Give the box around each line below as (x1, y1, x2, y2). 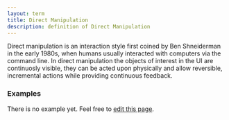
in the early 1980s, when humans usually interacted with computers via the (7, 49, 221, 58)
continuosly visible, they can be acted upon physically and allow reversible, (7, 64, 223, 73)
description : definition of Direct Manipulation (7, 23, 151, 30)
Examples (7, 89, 42, 98)
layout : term (7, 10, 45, 17)
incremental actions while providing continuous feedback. (7, 71, 173, 80)
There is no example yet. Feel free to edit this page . (7, 105, 155, 113)
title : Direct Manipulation (7, 17, 89, 24)
